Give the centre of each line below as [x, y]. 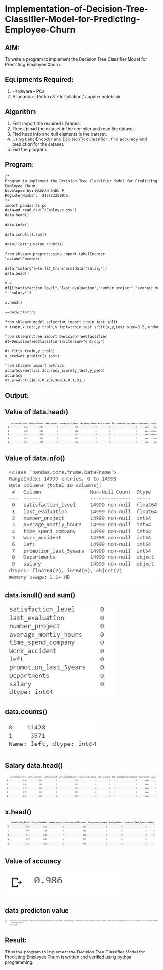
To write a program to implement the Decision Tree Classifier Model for [76, 59]
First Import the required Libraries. [46, 123]
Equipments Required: [39, 79]
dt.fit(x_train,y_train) [30, 351]
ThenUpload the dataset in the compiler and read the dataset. [74, 129]
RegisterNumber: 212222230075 [37, 196]
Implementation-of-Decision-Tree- [77, 9]
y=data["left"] [20, 312]
